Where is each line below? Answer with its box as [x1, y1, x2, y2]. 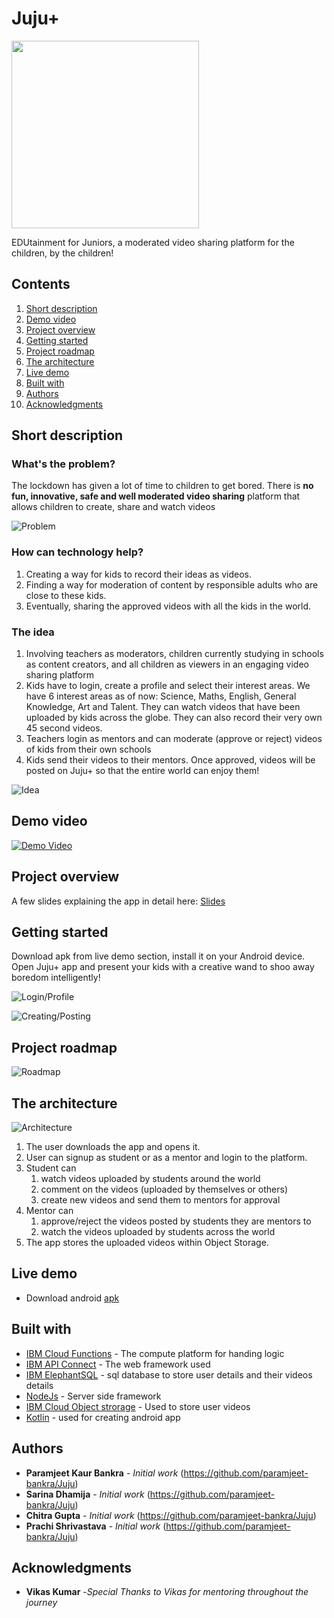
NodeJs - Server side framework [25, 1390, 162, 1402]
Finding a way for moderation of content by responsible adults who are [25, 578, 319, 591]
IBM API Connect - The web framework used [25, 1358, 211, 1370]
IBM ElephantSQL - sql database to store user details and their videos [25, 1368, 313, 1381]
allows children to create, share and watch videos [11, 501, 216, 513]
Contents [11, 276, 71, 293]
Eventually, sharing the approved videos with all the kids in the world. [25, 600, 312, 612]
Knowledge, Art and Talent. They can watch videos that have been [25, 701, 301, 713]
